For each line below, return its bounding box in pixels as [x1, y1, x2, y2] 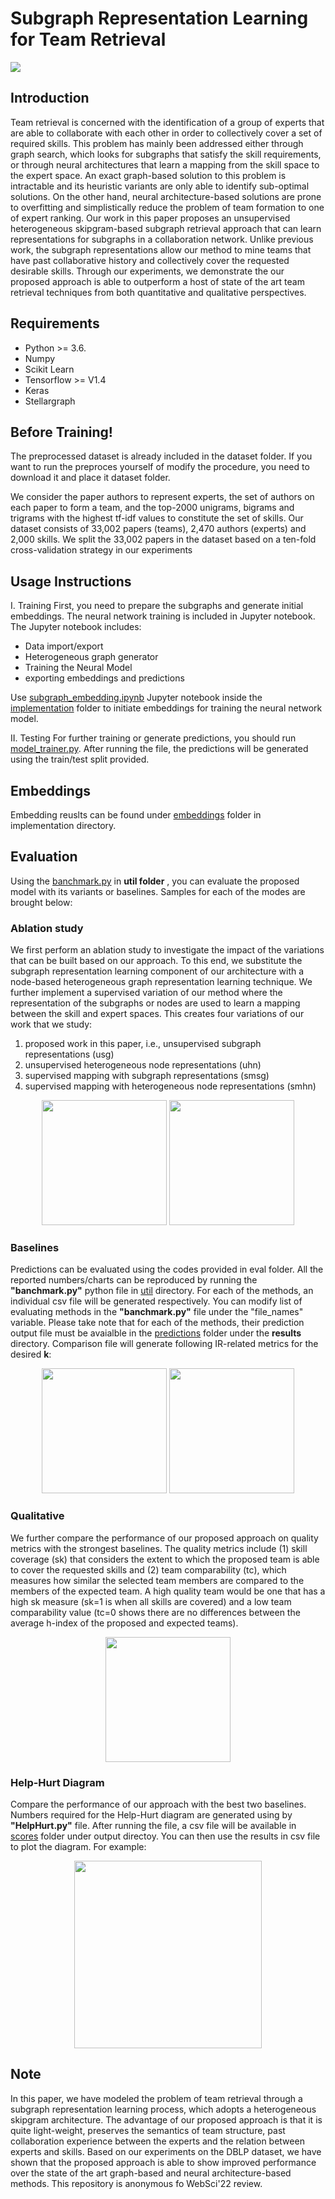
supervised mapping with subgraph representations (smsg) [24, 1070, 270, 1082]
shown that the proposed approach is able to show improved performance [10, 2156, 317, 2168]
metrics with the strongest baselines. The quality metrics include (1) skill [10, 1542, 308, 1554]
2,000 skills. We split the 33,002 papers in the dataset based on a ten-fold [10, 533, 317, 546]
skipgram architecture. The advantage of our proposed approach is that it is [10, 2113, 323, 2126]
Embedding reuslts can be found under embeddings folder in [10, 809, 262, 821]
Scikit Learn [24, 363, 75, 375]
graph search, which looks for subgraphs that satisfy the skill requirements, [10, 148, 322, 160]
